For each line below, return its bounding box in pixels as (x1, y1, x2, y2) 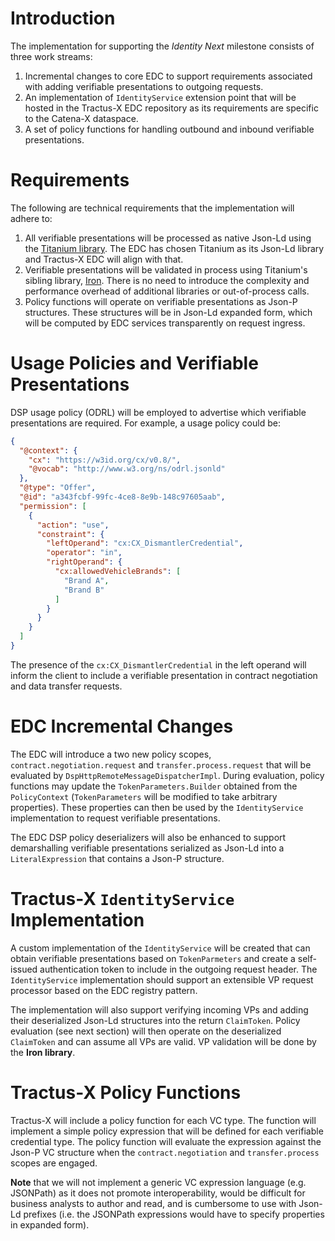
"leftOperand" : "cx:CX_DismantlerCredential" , (46, 538, 244, 549)
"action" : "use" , (36, 520, 110, 530)
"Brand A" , (63, 575, 110, 586)
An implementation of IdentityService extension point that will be (24, 91, 297, 103)
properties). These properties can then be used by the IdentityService (10, 801, 304, 813)
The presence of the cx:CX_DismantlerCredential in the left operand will (10, 658, 307, 671)
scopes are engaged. (10, 1157, 98, 1169)
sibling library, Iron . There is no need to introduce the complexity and (24, 274, 310, 286)
